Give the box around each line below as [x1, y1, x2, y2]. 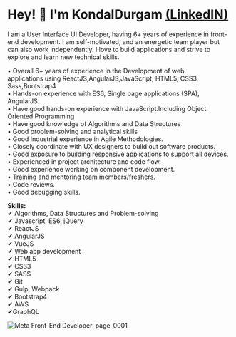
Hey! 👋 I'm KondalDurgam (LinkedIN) [7, 6, 229, 23]
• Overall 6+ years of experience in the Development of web [7, 66, 185, 75]
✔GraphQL [7, 307, 39, 316]
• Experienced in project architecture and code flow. [7, 157, 162, 166]
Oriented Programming [7, 112, 75, 120]
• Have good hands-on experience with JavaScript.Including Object [7, 104, 207, 113]
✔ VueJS [7, 239, 34, 248]
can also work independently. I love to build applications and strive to [7, 45, 211, 53]
